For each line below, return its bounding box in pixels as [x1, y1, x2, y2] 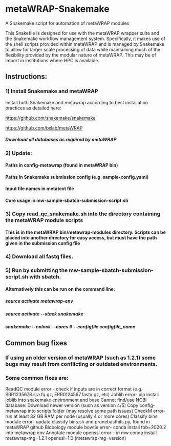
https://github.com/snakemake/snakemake [5, 115, 96, 121]
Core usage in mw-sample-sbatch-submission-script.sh [5, 197, 129, 203]
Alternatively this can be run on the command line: [5, 286, 115, 292]
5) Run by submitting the [5, 267, 68, 274]
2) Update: [5, 150, 32, 157]
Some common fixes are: [5, 374, 69, 381]
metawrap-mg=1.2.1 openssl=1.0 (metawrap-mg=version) [5, 435, 126, 441]
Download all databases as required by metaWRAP [5, 137, 117, 143]
